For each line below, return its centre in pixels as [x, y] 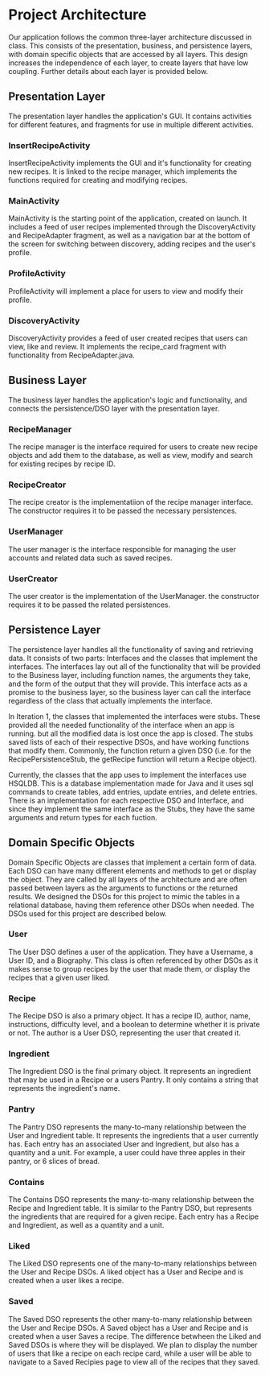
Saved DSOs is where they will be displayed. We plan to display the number [133, 1344]
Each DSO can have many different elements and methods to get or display [132, 870]
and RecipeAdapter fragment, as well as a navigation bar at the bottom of [129, 236]
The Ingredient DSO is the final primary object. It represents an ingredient [130, 1072]
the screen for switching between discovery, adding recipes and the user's [132, 244]
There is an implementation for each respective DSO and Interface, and [126, 800]
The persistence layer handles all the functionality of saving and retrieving [131, 649]
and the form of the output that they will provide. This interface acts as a [128, 683]
